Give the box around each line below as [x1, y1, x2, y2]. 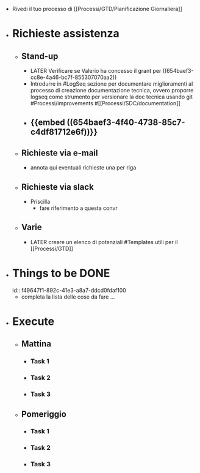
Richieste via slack [21, 182, 95, 192]
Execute [12, 315, 55, 328]
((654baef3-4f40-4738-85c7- [66, 117, 185, 128]
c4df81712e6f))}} [30, 127, 98, 137]
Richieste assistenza [12, 27, 120, 40]
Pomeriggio [21, 409, 67, 419]
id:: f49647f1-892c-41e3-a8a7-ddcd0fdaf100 [12, 286, 126, 294]
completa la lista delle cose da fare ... [21, 293, 115, 300]
